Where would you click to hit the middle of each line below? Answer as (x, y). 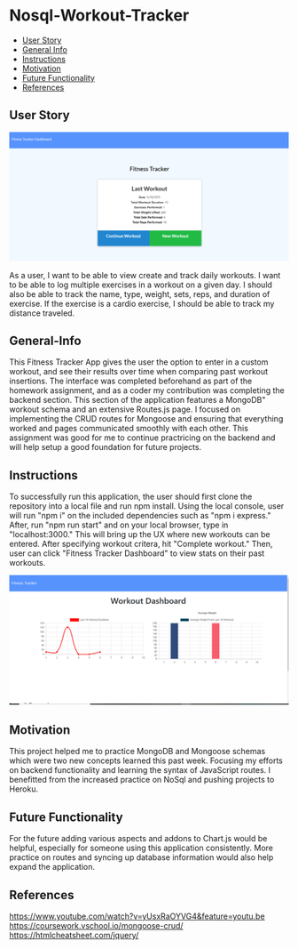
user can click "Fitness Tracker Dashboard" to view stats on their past (137, 553)
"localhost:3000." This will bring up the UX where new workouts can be (140, 535)
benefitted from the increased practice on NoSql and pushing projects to (142, 780)
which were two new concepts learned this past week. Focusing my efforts (146, 760)
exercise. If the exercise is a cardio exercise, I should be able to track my (142, 303)
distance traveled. (42, 313)
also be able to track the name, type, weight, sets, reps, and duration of (140, 294)
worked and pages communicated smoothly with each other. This (129, 429)
